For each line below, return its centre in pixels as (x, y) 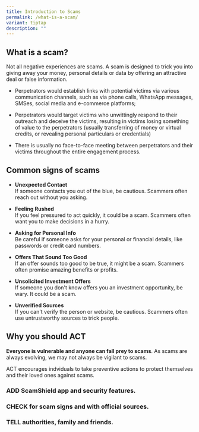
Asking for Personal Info (45, 233)
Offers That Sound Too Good (51, 257)
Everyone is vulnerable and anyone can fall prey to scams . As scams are (97, 351)
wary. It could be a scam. (46, 294)
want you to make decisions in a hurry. (62, 221)
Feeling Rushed (34, 209)
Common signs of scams (53, 170)
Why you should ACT (46, 337)
